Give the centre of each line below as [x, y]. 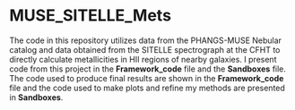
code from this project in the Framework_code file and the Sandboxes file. [148, 69]
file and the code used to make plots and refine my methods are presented [147, 88]
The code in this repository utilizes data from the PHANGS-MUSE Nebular [146, 40]
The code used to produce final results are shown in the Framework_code [147, 78]
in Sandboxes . [36, 97]
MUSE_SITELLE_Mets [91, 16]
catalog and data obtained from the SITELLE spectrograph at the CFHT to [145, 49]
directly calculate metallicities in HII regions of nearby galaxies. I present [143, 59]
